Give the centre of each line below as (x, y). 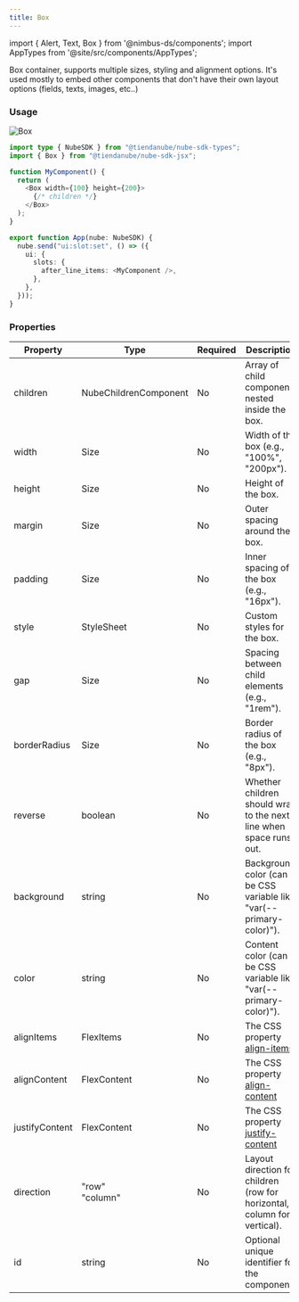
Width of (263, 435)
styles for (264, 627)
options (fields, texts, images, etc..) (74, 88)
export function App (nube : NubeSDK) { (81, 237)
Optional (262, 1240)
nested (259, 398)
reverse (30, 815)
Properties (32, 326)
